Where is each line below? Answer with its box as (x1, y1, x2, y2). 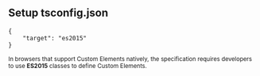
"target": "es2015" (22, 34, 87, 42)
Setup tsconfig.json (8, 6, 109, 20)
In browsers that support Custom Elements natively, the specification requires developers (8, 55, 253, 63)
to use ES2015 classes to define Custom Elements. (8, 62, 147, 70)
